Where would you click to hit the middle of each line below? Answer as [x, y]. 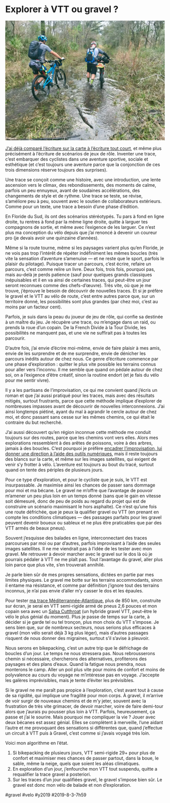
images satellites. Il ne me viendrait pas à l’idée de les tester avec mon [79, 548]
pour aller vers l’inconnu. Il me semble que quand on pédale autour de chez [84, 369]
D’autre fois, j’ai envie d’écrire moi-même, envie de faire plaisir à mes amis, [83, 348]
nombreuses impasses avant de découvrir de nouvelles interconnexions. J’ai [85, 406]
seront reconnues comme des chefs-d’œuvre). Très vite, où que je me [78, 285]
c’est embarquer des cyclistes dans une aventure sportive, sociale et [77, 159]
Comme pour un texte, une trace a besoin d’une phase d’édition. [72, 207]
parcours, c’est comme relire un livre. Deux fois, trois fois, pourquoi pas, [80, 269]
